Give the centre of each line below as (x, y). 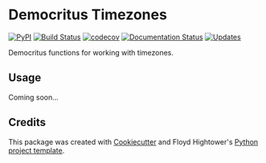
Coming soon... (33, 97)
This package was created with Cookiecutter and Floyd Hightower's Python (133, 141)
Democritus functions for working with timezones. (91, 52)
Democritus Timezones (88, 15)
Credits (27, 122)
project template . (37, 150)
